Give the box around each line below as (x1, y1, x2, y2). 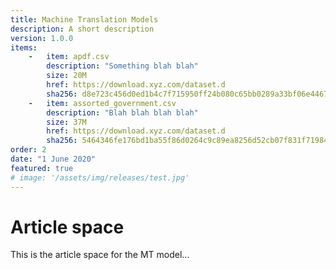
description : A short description (10, 24, 155, 34)
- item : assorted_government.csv (28, 98, 177, 108)
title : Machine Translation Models (10, 14, 159, 25)
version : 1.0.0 (10, 33, 74, 43)
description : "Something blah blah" (46, 61, 199, 71)
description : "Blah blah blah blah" (46, 107, 199, 118)
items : (10, 42, 38, 53)
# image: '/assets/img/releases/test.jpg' (10, 172, 190, 183)
